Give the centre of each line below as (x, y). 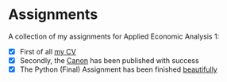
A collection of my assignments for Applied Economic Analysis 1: (114, 36)
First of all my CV (48, 51)
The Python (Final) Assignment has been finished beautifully (119, 69)
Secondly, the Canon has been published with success (110, 60)
